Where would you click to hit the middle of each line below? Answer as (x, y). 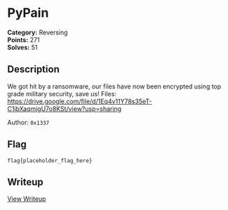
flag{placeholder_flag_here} (50, 160)
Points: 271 (24, 39)
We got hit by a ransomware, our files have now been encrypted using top (114, 86)
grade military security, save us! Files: (62, 93)
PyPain (28, 13)
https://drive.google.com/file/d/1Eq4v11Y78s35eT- (80, 101)
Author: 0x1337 (28, 122)
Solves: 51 (22, 47)
